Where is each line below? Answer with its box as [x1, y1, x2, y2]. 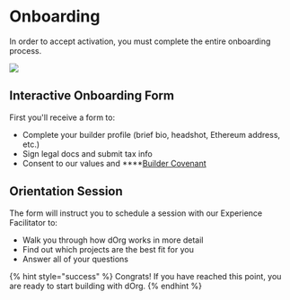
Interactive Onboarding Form [9, 88, 175, 104]
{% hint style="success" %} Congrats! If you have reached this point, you [9, 270, 282, 281]
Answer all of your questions [22, 253, 128, 264]
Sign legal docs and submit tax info [22, 148, 153, 159]
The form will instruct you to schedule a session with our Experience [9, 208, 263, 219]
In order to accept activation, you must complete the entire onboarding [9, 36, 271, 47]
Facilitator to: [9, 217, 58, 227]
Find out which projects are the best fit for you [22, 244, 195, 254]
